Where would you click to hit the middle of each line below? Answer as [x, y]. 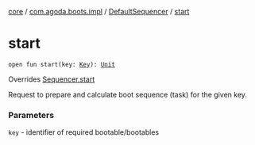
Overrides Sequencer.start [52, 79]
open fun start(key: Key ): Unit [62, 64]
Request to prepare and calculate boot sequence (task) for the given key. [128, 94]
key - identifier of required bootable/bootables [84, 132]
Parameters [31, 115]
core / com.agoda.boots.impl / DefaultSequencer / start [99, 11]
